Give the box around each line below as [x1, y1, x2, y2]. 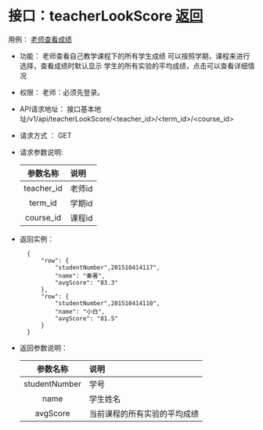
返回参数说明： [19, 343, 68, 352]
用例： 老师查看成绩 [8, 35, 72, 44]
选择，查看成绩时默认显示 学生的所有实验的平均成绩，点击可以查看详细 [19, 60, 248, 71]
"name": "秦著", [54, 271, 106, 279]
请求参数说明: [19, 147, 63, 157]
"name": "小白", [54, 308, 106, 315]
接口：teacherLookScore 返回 [8, 7, 204, 25]
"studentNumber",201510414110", [54, 299, 160, 307]
